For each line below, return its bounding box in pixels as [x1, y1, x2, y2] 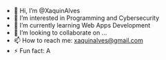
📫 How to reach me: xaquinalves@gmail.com [13, 37, 143, 44]
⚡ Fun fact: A [13, 47, 51, 54]
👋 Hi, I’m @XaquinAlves [13, 7, 81, 14]
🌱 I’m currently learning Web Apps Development [13, 21, 151, 29]
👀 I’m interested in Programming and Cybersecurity [13, 14, 160, 22]
